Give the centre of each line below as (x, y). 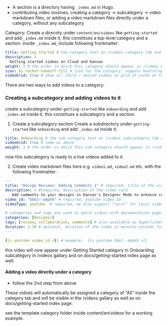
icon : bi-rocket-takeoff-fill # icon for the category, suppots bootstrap (84, 71)
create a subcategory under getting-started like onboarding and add (76, 109)
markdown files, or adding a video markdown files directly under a (80, 18)
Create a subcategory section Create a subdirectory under (72, 123)
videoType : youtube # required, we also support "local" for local (78, 204)
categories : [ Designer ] (30, 218)
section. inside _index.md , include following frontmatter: (62, 43)
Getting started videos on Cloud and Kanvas (56, 62)
